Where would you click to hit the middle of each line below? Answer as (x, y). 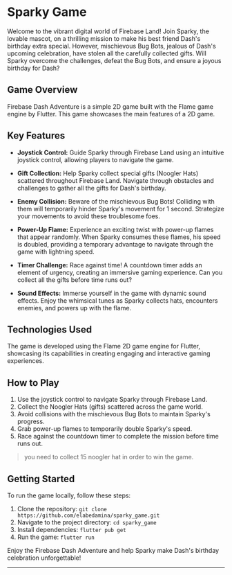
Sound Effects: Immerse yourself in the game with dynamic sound (112, 293)
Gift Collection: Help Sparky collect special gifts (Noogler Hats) (108, 173)
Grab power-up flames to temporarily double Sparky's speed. (105, 429)
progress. (31, 422)
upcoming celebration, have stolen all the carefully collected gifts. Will (107, 53)
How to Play (33, 383)
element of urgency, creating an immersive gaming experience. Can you (120, 272)
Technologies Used (49, 329)
